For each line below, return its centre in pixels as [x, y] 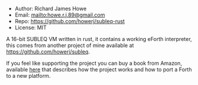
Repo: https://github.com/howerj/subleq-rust [70, 21]
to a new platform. [29, 76]
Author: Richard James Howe [51, 9]
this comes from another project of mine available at [70, 45]
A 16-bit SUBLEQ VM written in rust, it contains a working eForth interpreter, [99, 39]
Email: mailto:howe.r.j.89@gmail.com [60, 15]
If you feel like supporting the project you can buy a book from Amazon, [94, 63]
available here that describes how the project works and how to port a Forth [99, 70]
